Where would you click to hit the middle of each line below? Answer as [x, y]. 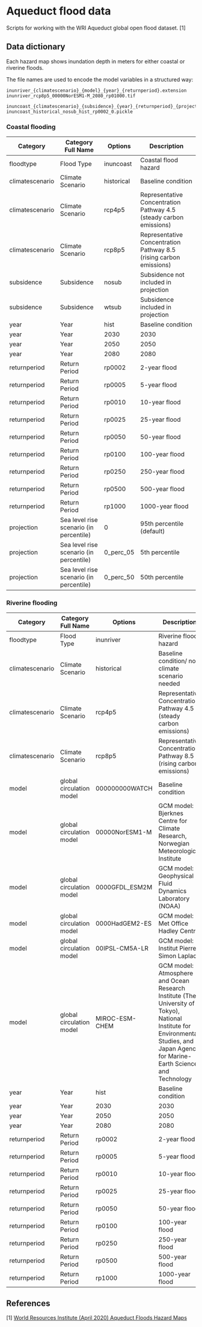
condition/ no [177, 661]
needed [169, 684]
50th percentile [162, 578]
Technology [175, 1079]
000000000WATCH [124, 789]
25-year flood [161, 419]
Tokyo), [169, 1011]
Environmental [179, 1034]
